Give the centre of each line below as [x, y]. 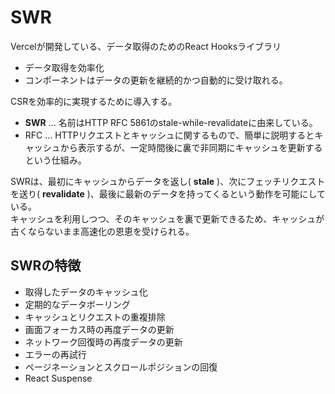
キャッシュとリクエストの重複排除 [95, 317]
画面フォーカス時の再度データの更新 [99, 329]
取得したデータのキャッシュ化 [86, 292]
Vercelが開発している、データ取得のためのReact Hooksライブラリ [146, 46]
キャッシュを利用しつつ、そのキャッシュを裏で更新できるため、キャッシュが [167, 218]
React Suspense [58, 378]
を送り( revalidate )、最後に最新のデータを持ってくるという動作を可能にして [168, 193]
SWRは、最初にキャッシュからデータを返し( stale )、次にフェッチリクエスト [168, 181]
